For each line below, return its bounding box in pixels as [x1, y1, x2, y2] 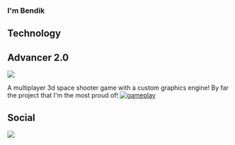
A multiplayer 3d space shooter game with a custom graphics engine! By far [7, 83, 229, 92]
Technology [7, 28, 62, 40]
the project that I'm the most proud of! [7, 91, 119, 100]
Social [7, 112, 35, 124]
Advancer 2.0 [7, 52, 69, 64]
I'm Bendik [7, 6, 45, 16]
